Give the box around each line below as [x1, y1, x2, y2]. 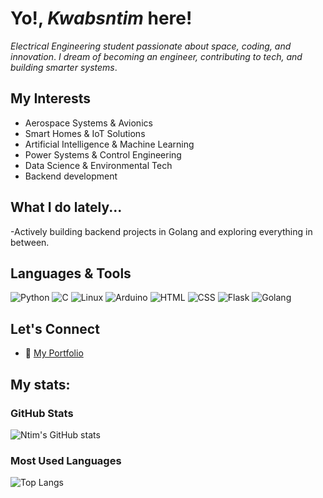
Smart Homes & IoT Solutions [24, 127, 146, 139]
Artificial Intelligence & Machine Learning [24, 138, 195, 150]
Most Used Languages [10, 453, 122, 467]
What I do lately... [10, 199, 123, 216]
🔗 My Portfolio [24, 347, 84, 359]
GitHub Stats [10, 406, 74, 420]
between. [10, 236, 50, 248]
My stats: [10, 376, 71, 393]
